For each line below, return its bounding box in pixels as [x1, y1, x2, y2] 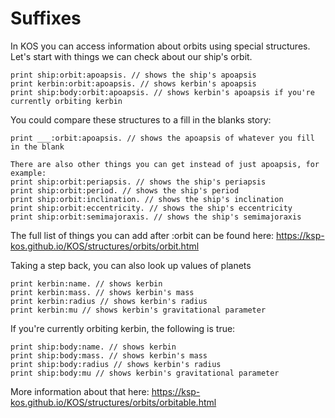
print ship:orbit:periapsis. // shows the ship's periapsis [10, 177, 267, 187]
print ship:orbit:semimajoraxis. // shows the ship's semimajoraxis [10, 212, 302, 222]
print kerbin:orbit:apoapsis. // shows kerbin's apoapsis [10, 78, 257, 89]
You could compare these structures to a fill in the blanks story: [10, 113, 272, 126]
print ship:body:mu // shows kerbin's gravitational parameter [10, 368, 280, 378]
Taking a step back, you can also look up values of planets [10, 259, 252, 271]
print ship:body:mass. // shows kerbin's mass [10, 350, 208, 361]
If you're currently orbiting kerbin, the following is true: [10, 322, 236, 334]
